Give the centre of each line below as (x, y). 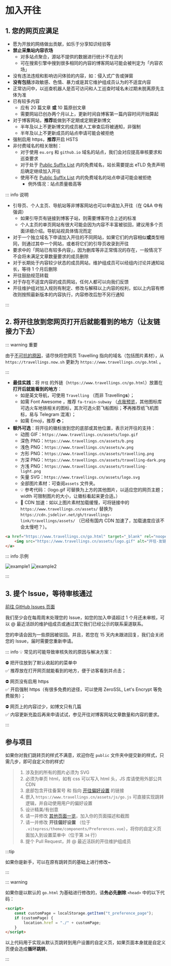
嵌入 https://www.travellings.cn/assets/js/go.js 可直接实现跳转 (95, 797)
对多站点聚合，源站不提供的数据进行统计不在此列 (72, 57)
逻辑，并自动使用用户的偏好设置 (59, 803)
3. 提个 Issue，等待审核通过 (49, 593)
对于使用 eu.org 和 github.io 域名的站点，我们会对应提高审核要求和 (91, 152)
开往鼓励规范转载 (31, 275)
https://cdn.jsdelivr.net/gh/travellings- (66, 515)
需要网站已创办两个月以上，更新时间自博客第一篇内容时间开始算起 (89, 114)
